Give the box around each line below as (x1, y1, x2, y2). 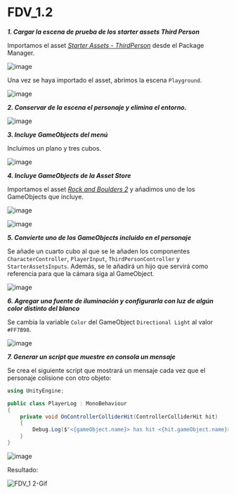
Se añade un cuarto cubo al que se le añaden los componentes (7, 247, 190, 255)
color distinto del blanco (7, 304, 80, 312)
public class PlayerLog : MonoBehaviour (7, 400, 128, 407)
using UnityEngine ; (7, 387, 65, 394)
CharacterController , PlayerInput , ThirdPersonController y (7, 254, 181, 262)
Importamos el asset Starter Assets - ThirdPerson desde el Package (7, 41, 204, 49)
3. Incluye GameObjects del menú (7, 130, 108, 139)
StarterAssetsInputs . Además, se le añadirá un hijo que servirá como (7, 262, 209, 270)
